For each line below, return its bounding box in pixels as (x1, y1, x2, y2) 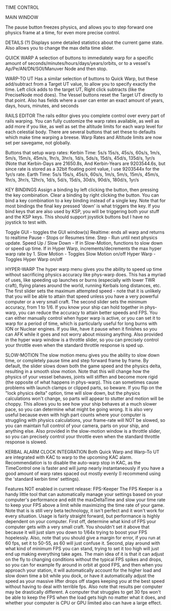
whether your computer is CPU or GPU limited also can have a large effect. (5, 600, 162, 606)
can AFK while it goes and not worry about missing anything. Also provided (5, 332, 163, 337)
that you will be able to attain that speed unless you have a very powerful (5, 293, 159, 299)
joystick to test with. (5, 219, 47, 225)
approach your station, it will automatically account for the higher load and (5, 567, 161, 573)
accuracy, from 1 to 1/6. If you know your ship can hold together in (5, 304, 144, 310)
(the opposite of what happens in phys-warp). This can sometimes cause (5, 379, 159, 385)
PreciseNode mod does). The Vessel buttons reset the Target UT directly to (5, 92, 163, 98)
